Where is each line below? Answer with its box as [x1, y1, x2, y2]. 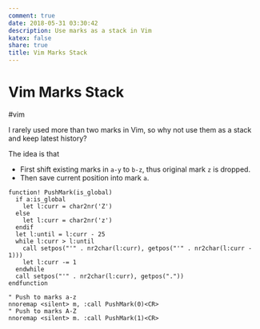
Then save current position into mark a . [19, 172, 150, 182]
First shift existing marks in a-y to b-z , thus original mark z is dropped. [19, 164, 250, 174]
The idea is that [8, 149, 60, 158]
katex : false [8, 34, 52, 42]
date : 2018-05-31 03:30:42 [8, 19, 98, 27]
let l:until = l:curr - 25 [15, 230, 106, 238]
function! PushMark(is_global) [8, 188, 113, 196]
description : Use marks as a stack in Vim [8, 26, 152, 34]
